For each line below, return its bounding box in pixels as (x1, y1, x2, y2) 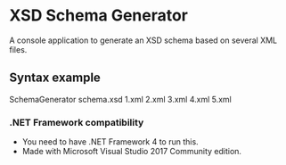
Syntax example (9, 70, 101, 86)
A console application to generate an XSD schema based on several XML (9, 35, 278, 45)
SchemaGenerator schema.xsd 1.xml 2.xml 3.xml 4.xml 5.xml (9, 94, 232, 104)
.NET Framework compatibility (9, 116, 144, 128)
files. (9, 44, 28, 54)
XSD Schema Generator (9, 5, 189, 26)
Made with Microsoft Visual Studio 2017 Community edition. (21, 146, 242, 157)
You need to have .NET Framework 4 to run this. (21, 136, 199, 147)
